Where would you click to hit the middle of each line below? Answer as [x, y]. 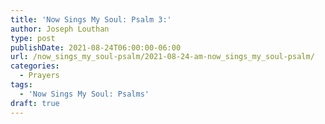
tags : [21, 85]
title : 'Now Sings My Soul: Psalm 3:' [91, 19]
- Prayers [39, 76]
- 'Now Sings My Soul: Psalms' [84, 94]
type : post [33, 38]
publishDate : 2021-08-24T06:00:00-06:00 [96, 47]
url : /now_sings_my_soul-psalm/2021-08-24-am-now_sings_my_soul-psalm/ [162, 57]
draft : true [35, 103]
